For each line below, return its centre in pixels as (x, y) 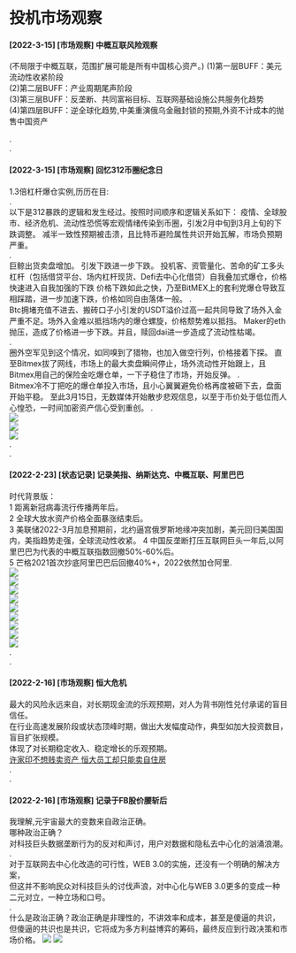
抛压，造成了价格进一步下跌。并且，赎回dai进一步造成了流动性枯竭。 (135, 332)
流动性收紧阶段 (36, 77)
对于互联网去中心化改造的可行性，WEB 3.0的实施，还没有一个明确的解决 (141, 865)
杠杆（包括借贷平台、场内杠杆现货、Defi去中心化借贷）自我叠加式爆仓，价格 (148, 276)
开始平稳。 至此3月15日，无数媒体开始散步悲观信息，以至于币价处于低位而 (144, 396)
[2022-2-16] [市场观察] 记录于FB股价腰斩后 (88, 800)
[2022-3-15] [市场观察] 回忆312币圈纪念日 (86, 170)
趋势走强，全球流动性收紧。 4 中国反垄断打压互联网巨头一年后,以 (158, 540)
